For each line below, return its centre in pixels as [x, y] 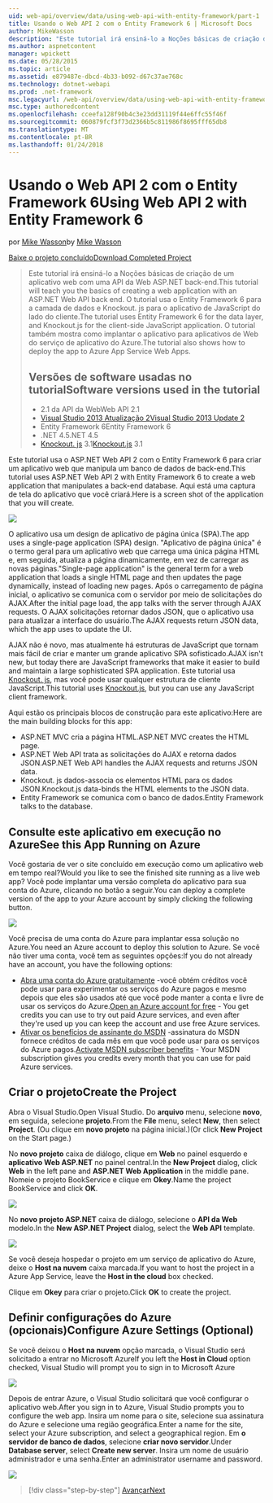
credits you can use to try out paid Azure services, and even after [130, 1015]
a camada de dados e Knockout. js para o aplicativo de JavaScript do [144, 308]
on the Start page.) [40, 1137]
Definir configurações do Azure [90, 1318]
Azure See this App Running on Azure [104, 845]
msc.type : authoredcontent [54, 107]
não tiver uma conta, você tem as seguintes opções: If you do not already [131, 956]
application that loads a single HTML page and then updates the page [125, 577]
